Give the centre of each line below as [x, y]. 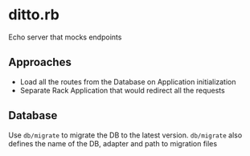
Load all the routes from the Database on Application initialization [128, 81]
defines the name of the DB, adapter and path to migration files [113, 143]
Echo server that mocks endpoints [65, 37]
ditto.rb [34, 15]
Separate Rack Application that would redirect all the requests [122, 90]
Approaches [40, 62]
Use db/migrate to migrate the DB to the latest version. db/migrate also [125, 135]
